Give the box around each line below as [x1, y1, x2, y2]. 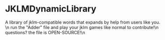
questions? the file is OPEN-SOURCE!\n [5, 29, 85, 35]
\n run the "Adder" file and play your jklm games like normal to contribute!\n [5, 24, 159, 30]
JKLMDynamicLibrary [5, 3, 97, 14]
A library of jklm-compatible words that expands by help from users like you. [5, 19, 161, 25]
